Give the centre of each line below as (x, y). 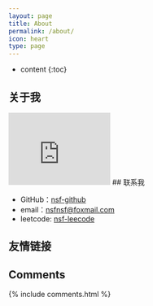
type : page (27, 46)
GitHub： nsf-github (53, 199)
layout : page (31, 16)
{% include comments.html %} (60, 295)
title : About (31, 24)
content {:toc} (44, 69)
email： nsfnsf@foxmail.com (68, 209)
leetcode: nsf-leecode (57, 219)
